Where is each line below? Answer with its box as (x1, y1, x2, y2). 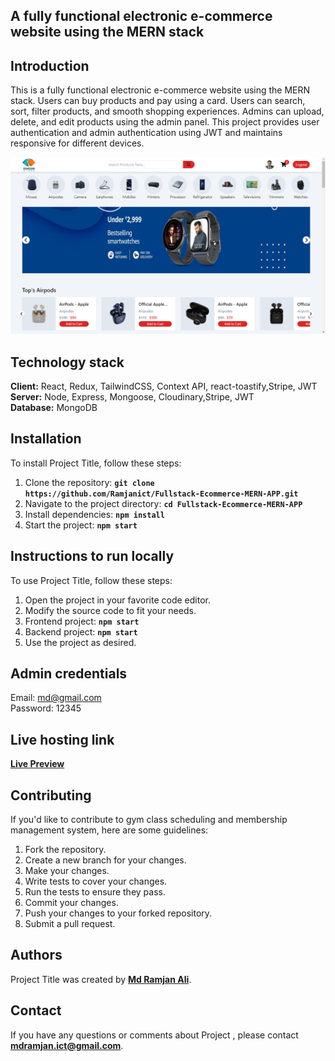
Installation (10, 430, 82, 448)
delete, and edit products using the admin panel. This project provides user (10, 116, 320, 128)
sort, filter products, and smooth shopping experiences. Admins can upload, (10, 105, 325, 118)
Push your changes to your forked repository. (24, 907, 213, 919)
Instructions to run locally (10, 548, 175, 565)
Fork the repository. (24, 844, 107, 856)
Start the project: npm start (24, 519, 138, 531)
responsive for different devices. (10, 137, 145, 149)
